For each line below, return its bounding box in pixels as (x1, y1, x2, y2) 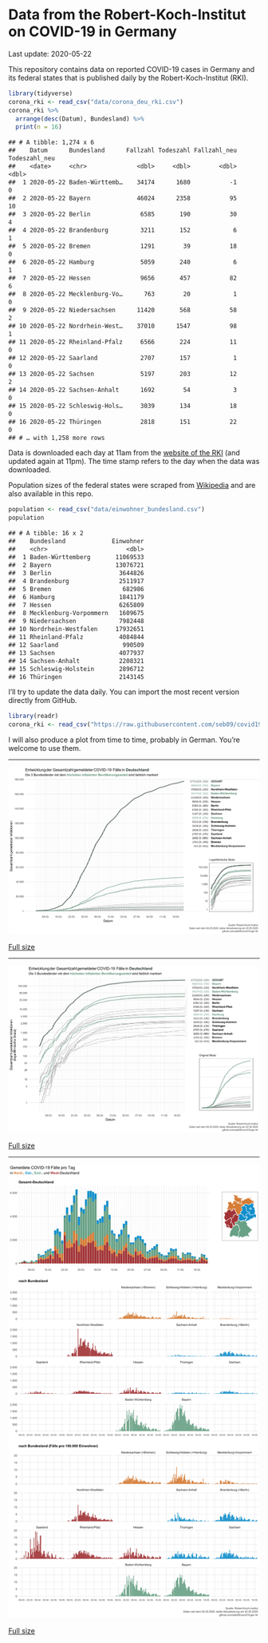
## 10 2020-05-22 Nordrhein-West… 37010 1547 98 (8, 322, 238, 331)
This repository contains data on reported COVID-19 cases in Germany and (8, 64, 255, 73)
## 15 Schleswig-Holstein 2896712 (8, 665, 145, 673)
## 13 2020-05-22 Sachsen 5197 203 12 (8, 370, 238, 379)
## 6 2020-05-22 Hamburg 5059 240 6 (8, 258, 238, 267)
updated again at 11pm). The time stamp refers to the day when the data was (8, 457, 260, 466)
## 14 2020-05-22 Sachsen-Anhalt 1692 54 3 (8, 386, 238, 395)
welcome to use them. (8, 743, 81, 752)
